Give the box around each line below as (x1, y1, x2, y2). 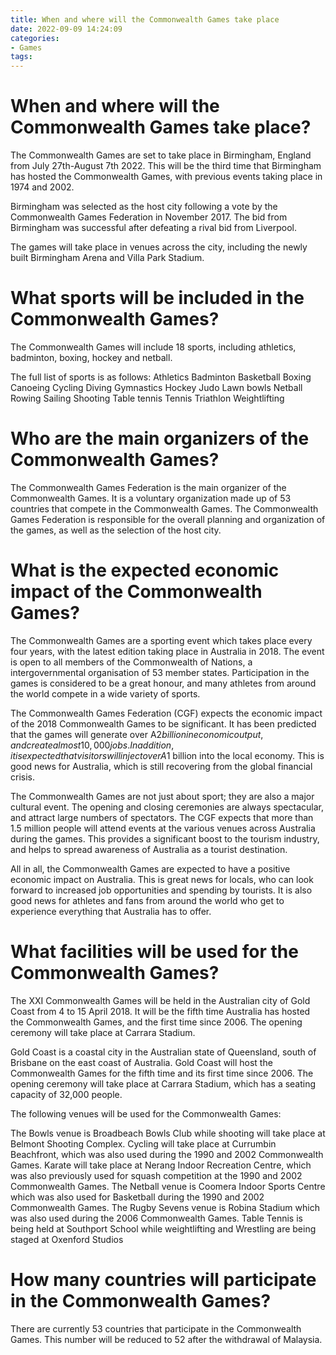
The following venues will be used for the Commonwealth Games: (10, 1107, 282, 1120)
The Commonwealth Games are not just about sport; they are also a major (10, 790, 315, 802)
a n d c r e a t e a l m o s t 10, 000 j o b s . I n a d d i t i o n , (10, 739, 175, 751)
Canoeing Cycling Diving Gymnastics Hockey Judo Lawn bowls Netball (10, 382, 303, 393)
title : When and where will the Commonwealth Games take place (10, 14, 280, 25)
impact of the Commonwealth (10, 581, 263, 603)
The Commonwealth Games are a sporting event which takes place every (10, 634, 313, 646)
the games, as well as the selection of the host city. (10, 524, 222, 536)
